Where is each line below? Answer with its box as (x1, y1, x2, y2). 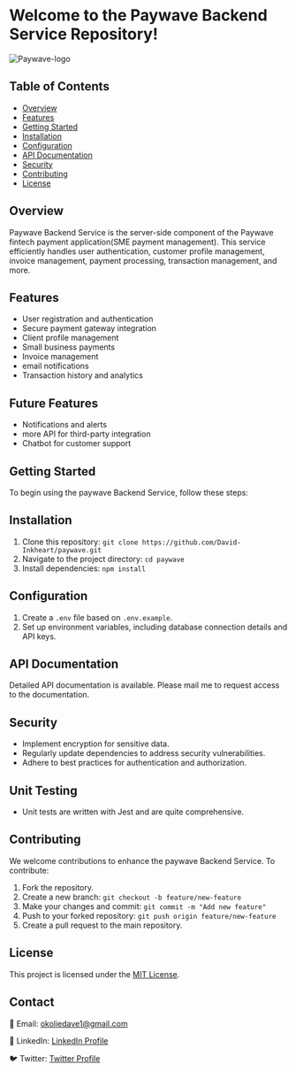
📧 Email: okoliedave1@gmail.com (9, 1018, 128, 1029)
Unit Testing (9, 783, 78, 798)
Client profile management (21, 333, 119, 343)
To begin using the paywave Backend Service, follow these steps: (9, 488, 249, 497)
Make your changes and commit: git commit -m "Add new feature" (21, 900, 267, 912)
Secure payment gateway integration (21, 323, 157, 334)
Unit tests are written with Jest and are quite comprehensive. (21, 806, 245, 817)
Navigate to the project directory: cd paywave (21, 553, 185, 564)
